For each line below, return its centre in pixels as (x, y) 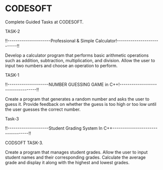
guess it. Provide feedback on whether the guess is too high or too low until (81, 104)
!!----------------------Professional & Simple (50, 41)
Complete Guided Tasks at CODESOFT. (44, 22)
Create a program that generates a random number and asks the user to (77, 99)
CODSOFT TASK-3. (24, 143)
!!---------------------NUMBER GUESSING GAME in (57, 84)
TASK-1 (12, 75)
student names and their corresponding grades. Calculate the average (75, 157)
